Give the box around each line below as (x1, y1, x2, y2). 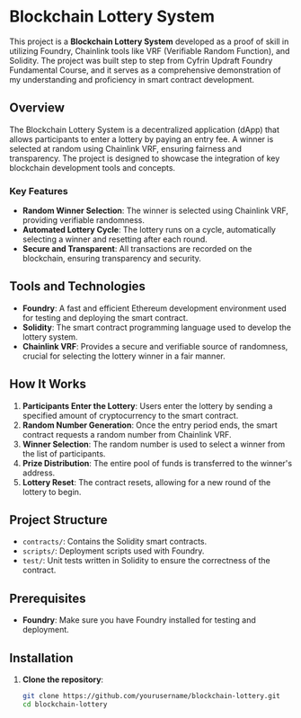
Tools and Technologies (9, 279, 146, 294)
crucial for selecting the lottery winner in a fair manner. (22, 350, 226, 361)
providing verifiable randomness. (22, 215, 146, 226)
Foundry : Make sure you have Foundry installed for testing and (22, 615, 256, 625)
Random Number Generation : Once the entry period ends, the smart (22, 420, 279, 430)
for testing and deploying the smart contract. (22, 312, 189, 323)
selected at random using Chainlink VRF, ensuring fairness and (9, 143, 243, 154)
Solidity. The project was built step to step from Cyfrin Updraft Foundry (9, 55, 273, 66)
